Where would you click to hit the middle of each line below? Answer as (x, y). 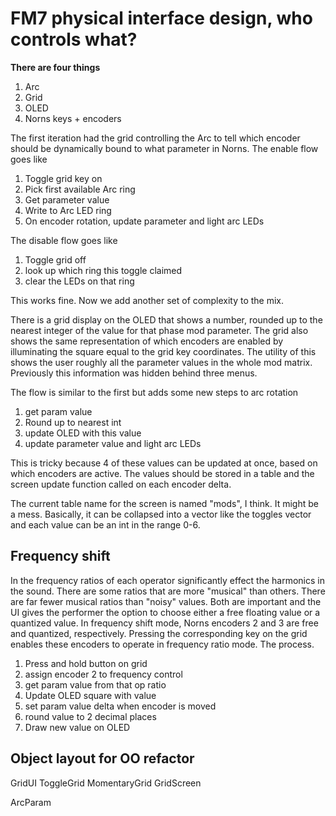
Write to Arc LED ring (68, 210)
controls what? (74, 39)
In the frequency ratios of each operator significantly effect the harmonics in (167, 580)
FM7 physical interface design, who (161, 18)
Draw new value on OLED (77, 727)
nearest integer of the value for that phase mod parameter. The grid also (159, 330)
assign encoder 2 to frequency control (103, 674)
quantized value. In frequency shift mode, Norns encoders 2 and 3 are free (164, 623)
